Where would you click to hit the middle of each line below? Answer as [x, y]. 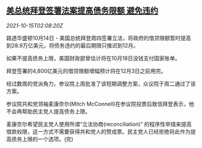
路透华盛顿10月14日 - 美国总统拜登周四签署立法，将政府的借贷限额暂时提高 [99, 38]
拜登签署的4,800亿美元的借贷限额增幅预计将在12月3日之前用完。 [86, 71]
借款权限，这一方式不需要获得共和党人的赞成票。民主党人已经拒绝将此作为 [98, 131]
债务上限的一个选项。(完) [42, 139]
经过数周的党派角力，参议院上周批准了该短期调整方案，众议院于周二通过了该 [101, 83]
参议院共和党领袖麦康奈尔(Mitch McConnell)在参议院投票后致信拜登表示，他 [100, 104]
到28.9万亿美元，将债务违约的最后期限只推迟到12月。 [72, 45]
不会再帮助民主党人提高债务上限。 [48, 111]
